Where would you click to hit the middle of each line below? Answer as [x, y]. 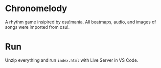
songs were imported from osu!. [37, 27]
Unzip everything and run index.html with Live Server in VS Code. [72, 60]
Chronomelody [36, 8]
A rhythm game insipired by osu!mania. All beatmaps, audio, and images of [81, 22]
